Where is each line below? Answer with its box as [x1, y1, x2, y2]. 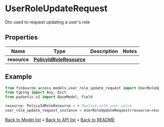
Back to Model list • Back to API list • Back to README [5, 117, 115, 123]
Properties [5, 33, 38, 42]
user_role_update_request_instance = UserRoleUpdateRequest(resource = [5, 108, 152, 113]
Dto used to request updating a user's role [5, 19, 90, 25]
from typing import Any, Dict [5, 90, 67, 95]
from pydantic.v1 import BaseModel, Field [5, 95, 93, 100]
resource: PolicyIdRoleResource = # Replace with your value [5, 104, 132, 108]
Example [5, 73, 32, 81]
